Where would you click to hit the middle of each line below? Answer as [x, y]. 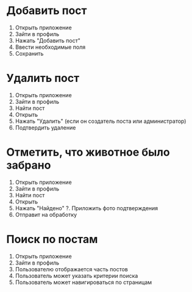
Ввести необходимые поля [50, 47]
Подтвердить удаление [45, 127]
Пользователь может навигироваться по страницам [84, 282]
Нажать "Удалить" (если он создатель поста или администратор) [101, 121]
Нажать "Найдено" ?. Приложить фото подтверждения [87, 208]
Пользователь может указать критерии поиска [76, 276]
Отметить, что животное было [88, 152]
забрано [29, 165]
